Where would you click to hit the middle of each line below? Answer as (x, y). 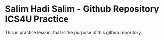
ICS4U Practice (37, 19)
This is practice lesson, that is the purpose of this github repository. (74, 32)
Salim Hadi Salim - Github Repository (82, 9)
